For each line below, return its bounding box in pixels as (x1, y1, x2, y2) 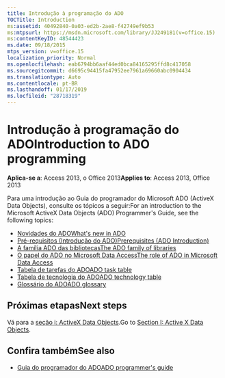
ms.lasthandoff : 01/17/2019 (7, 86, 88, 93)
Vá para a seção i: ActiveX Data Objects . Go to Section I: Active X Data (7, 318, 204, 326)
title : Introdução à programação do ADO (7, 10, 124, 17)
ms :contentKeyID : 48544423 (7, 36, 84, 42)
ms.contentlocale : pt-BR (7, 80, 78, 87)
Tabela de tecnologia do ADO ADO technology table (16, 273, 162, 281)
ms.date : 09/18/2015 (7, 42, 66, 49)
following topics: (7, 216, 53, 224)
